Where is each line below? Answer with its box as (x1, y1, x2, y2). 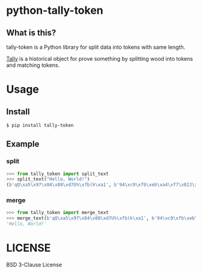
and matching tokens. (6, 61, 60, 69)
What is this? (6, 28, 57, 38)
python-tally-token (6, 4, 103, 17)
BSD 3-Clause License (6, 261, 62, 268)
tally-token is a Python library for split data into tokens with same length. (6, 43, 185, 51)
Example (6, 139, 40, 149)
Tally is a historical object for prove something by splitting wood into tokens (6, 55, 194, 62)
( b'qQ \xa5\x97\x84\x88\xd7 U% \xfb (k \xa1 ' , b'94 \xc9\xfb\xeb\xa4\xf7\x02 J (6, 182, 192, 188)
